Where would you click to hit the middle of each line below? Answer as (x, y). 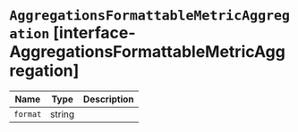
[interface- (94, 33)
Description (109, 99)
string (63, 114)
